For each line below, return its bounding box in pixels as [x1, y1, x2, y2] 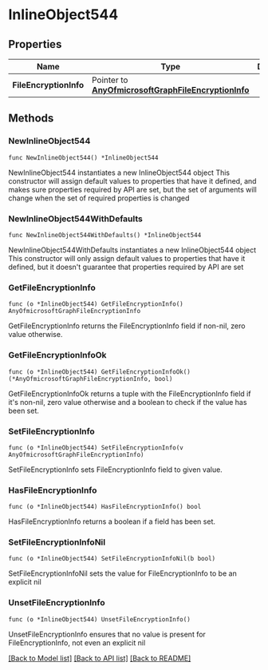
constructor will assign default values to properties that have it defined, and [8, 176, 257, 185]
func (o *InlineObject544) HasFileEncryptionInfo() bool [8, 503, 202, 511]
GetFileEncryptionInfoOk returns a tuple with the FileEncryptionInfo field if [8, 389, 251, 398]
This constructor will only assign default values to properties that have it [8, 253, 246, 263]
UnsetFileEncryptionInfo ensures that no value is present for [8, 629, 206, 639]
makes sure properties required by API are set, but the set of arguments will [8, 184, 257, 194]
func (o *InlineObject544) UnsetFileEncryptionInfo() [8, 615, 191, 624]
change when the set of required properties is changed [8, 193, 190, 203]
